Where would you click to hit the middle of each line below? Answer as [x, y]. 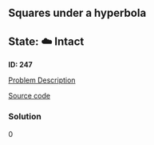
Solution [25, 117]
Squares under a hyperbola [77, 13]
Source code [29, 96]
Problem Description [42, 80]
